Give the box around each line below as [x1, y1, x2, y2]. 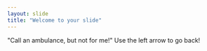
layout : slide [7, 10, 49, 17]
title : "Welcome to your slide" [7, 17, 102, 24]
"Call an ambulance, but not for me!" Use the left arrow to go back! [7, 36, 201, 44]
